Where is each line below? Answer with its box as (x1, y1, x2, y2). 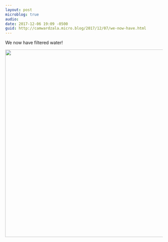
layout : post (5, 7, 32, 12)
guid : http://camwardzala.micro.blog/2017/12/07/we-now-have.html (5, 26, 146, 31)
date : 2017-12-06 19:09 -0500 (5, 21, 68, 26)
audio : (5, 16, 19, 21)
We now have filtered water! (5, 39, 63, 45)
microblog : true (5, 12, 39, 17)
